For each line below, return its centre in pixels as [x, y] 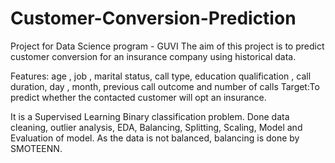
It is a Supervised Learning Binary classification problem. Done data [150, 116]
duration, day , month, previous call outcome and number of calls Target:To [165, 86]
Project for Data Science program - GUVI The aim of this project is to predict [167, 46]
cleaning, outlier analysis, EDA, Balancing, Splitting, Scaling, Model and [156, 127]
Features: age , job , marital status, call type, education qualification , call [161, 76]
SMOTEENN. [36, 148]
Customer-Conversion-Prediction [153, 18]
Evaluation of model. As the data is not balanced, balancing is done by [155, 138]
